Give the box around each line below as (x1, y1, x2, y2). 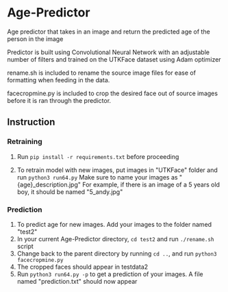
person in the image (7, 34, 64, 42)
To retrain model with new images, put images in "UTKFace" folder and (16, 166, 218, 174)
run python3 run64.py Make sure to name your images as (16, 173, 178, 181)
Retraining (7, 137, 42, 147)
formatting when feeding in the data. (7, 75, 110, 84)
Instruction (7, 117, 55, 128)
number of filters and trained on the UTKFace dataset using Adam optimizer (7, 55, 221, 63)
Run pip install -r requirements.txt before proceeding (16, 152, 179, 160)
